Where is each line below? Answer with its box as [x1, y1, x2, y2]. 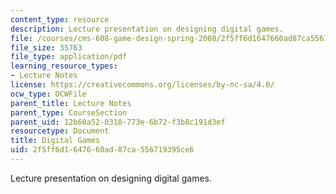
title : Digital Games [10, 136, 101, 146]
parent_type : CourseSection [10, 107, 128, 118]
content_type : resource [10, 14, 110, 25]
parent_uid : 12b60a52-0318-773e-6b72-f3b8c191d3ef [10, 117, 226, 127]
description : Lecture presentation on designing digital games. [10, 24, 284, 34]
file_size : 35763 [10, 42, 83, 53]
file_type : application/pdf [10, 52, 128, 62]
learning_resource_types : [10, 61, 118, 71]
